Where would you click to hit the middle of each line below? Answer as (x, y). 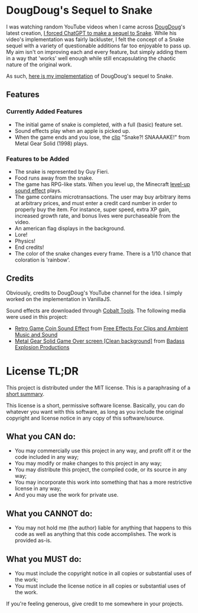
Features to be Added (38, 159)
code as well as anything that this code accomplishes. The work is (95, 534)
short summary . (25, 394)
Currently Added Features (44, 111)
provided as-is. (33, 541)
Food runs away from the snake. (54, 178)
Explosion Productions (42, 347)
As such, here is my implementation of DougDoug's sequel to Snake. (90, 76)
